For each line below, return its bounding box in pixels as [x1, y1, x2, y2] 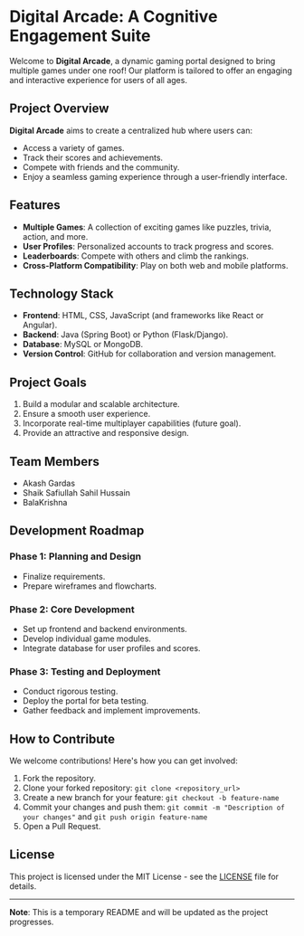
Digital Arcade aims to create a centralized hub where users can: [9, 125, 253, 136]
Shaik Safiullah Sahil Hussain [22, 487, 131, 498]
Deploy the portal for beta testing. [22, 695, 149, 706]
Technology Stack [9, 286, 114, 301]
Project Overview [9, 101, 109, 117]
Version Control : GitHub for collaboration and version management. [22, 348, 277, 359]
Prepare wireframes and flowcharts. [22, 581, 157, 591]
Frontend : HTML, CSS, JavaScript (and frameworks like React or [22, 310, 264, 321]
